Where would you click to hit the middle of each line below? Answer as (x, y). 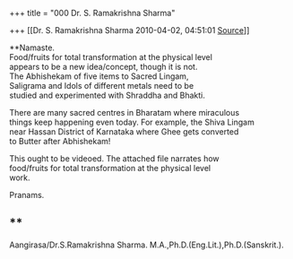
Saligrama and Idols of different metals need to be (102, 86)
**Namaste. (32, 47)
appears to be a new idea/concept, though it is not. (103, 67)
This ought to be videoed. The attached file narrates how (114, 159)
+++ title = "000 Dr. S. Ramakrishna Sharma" (92, 13)
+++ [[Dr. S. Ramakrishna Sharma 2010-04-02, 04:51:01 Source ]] (129, 30)
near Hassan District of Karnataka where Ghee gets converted (124, 132)
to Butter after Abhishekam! (60, 141)
